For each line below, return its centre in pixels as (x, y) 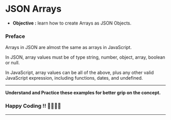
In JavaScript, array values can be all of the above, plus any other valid (80, 73)
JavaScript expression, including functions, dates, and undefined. (74, 78)
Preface (15, 36)
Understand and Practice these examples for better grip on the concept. (83, 93)
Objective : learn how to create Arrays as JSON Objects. (72, 23)
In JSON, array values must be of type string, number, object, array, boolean (85, 57)
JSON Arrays (34, 9)
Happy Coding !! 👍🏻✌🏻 (33, 106)
